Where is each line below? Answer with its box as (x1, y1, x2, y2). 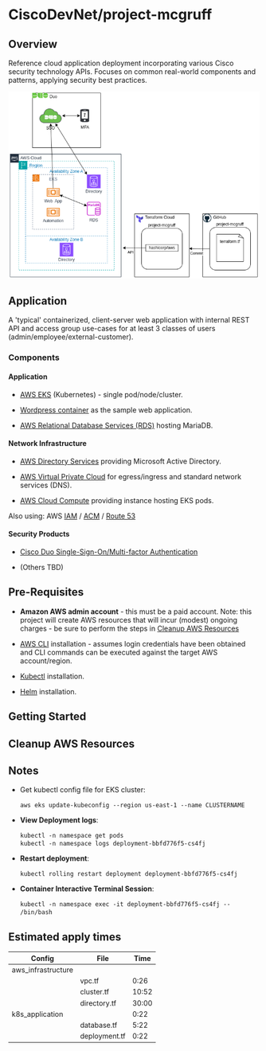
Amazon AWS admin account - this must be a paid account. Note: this (19, 607, 252, 616)
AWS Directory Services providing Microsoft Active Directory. (19, 456, 221, 466)
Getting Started (8, 710, 87, 724)
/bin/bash (19, 908, 53, 916)
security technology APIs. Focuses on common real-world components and (8, 67, 256, 76)
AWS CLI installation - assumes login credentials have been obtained (19, 639, 246, 648)
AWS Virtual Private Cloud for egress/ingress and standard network (19, 471, 241, 481)
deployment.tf (80, 1031, 126, 1041)
